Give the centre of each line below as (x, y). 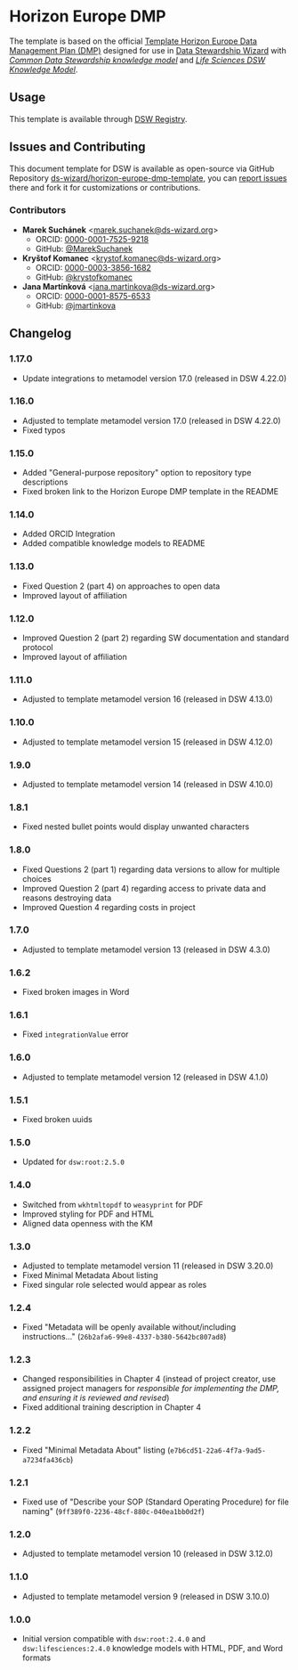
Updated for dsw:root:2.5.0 (73, 1162)
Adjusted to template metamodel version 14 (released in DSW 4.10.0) (148, 784)
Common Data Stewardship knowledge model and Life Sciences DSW (137, 60)
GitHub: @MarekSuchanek (84, 248)
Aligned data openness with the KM (87, 1223)
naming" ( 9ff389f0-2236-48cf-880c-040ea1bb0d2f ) (113, 1511)
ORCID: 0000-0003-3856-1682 (93, 267)
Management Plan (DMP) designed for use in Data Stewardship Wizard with (148, 50)
